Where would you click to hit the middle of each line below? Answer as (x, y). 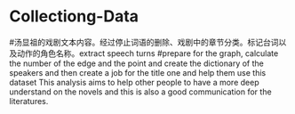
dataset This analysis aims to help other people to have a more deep (134, 82)
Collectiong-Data (74, 16)
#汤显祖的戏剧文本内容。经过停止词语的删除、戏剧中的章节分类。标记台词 (144, 42)
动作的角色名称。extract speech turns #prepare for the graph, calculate (147, 53)
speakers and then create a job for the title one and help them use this (138, 72)
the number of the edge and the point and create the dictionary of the (136, 63)
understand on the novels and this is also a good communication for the (141, 92)
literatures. (29, 101)
